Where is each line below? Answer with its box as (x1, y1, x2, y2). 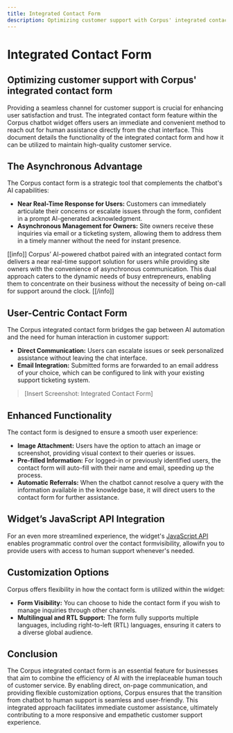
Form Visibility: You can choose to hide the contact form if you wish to (17, 598, 221, 607)
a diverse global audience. (17, 628, 94, 636)
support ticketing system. (17, 376, 90, 384)
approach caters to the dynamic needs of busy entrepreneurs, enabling (7, 272, 212, 281)
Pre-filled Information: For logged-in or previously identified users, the (17, 456, 221, 464)
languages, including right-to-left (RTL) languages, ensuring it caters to (17, 620, 221, 629)
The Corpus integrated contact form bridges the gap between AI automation (7, 326, 225, 334)
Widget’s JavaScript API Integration (7, 513, 165, 525)
